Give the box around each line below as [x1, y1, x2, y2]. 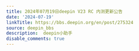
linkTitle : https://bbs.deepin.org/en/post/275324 [6, 19, 134, 25]
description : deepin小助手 [6, 30, 73, 36]
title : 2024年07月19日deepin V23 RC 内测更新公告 [6, 8, 123, 15]
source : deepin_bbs [6, 25, 54, 31]
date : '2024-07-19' [6, 14, 54, 20]
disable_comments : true [6, 36, 65, 42]
